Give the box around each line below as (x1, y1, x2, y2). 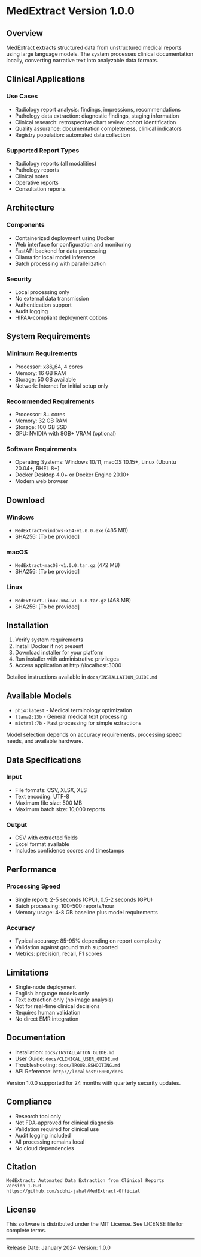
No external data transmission (14, 295, 89, 302)
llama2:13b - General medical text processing (14, 713, 127, 721)
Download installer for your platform (14, 649, 104, 656)
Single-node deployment (14, 983, 77, 991)
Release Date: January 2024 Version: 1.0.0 (6, 1244, 111, 1252)
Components (6, 221, 45, 229)
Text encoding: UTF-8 (14, 793, 70, 800)
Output (6, 820, 28, 829)
